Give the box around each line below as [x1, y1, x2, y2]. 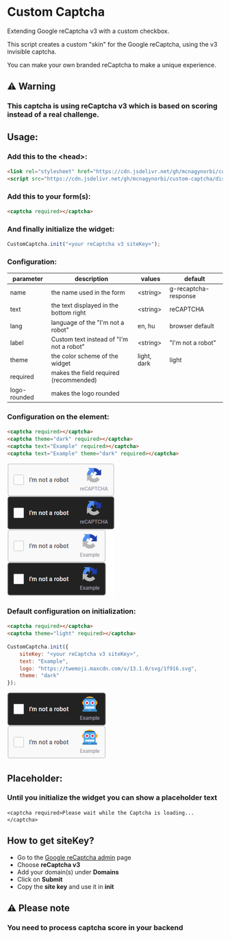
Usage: [7, 131, 39, 143]
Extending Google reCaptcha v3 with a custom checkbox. [7, 27, 170, 35]
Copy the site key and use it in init [16, 882, 114, 890]
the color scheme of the [51, 352, 118, 361]
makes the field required [51, 369, 120, 377]
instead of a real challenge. [7, 110, 99, 120]
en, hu [137, 322, 155, 330]
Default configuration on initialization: [7, 606, 136, 615]
